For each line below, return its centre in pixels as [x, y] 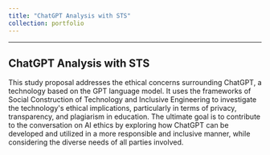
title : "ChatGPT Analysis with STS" [70, 16]
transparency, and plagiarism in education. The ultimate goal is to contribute [135, 116]
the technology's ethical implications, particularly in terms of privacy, [123, 108]
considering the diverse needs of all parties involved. [96, 142]
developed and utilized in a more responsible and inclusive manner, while [129, 134]
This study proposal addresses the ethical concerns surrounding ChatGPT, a [135, 83]
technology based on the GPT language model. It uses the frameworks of [130, 91]
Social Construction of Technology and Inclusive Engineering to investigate [133, 100]
